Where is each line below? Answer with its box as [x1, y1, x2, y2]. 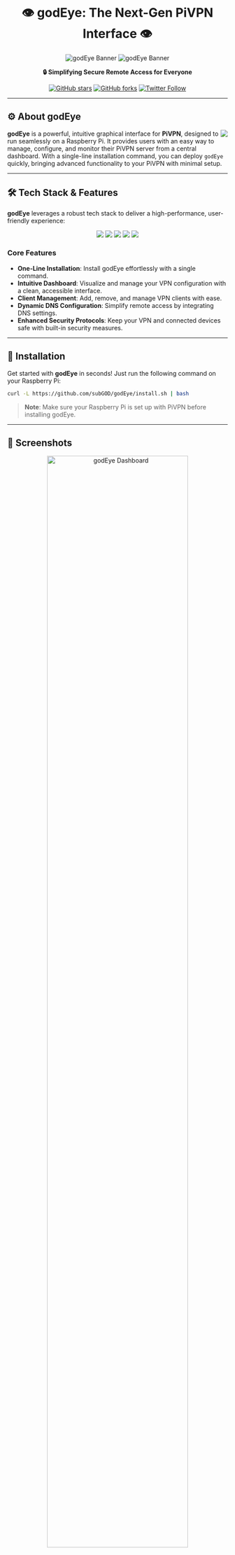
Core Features [7, 248, 57, 258]
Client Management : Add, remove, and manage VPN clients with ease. [17, 294, 222, 302]
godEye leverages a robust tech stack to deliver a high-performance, [7, 209, 207, 217]
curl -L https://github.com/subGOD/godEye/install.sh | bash [7, 390, 190, 397]
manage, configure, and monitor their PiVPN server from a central [7, 144, 197, 153]
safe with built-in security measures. [17, 323, 123, 332]
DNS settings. [17, 309, 57, 317]
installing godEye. [24, 410, 76, 418]
